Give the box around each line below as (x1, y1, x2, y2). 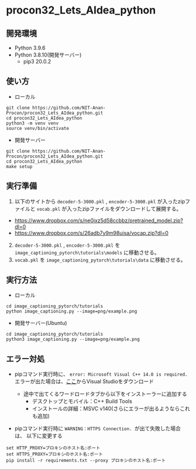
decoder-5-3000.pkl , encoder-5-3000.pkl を (14, 242, 121, 249)
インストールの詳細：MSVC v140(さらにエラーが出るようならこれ (32, 405, 190, 412)
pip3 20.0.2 (23, 58, 51, 65)
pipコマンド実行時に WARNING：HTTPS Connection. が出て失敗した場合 (14, 425, 181, 432)
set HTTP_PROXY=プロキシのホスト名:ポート (6, 445, 101, 451)
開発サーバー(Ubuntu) (14, 320, 67, 327)
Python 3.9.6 (14, 45, 46, 51)
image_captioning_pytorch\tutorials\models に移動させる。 (14, 249, 160, 256)
